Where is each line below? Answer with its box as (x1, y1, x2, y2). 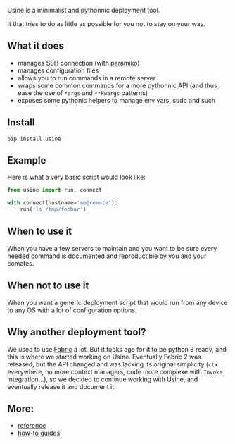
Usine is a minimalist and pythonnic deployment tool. (7, 6, 160, 14)
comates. (7, 259, 34, 267)
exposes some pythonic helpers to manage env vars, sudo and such (17, 96, 216, 104)
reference (17, 421, 46, 430)
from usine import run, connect (7, 187, 102, 194)
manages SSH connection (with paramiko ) (17, 58, 140, 67)
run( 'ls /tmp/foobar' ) (20, 206, 87, 214)
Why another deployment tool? (7, 326, 146, 338)
